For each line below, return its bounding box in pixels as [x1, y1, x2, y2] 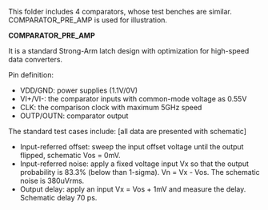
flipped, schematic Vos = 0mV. [19, 151, 122, 160]
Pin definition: [8, 70, 54, 79]
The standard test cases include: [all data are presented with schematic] [8, 127, 246, 136]
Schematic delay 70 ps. [19, 193, 98, 202]
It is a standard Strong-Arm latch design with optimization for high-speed [8, 46, 250, 55]
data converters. [8, 55, 62, 64]
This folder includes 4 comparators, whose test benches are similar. [8, 7, 232, 16]
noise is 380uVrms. [19, 176, 85, 185]
